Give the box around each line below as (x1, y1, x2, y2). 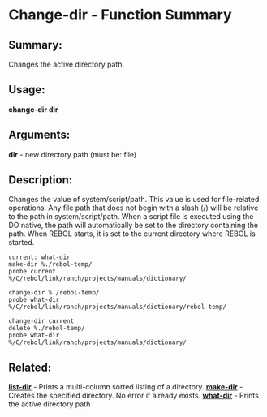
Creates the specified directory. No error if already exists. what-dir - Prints (8, 391, 260, 401)
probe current (8, 268, 57, 276)
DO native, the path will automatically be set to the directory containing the (8, 221, 259, 230)
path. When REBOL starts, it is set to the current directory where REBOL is (8, 229, 256, 239)
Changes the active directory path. (8, 59, 124, 69)
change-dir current (8, 317, 75, 325)
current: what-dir (8, 253, 71, 261)
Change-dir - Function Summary (8, 6, 233, 24)
